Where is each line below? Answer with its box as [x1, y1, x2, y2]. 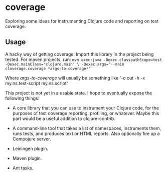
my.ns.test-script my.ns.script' [5, 80, 68, 86]
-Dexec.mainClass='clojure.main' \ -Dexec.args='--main [5, 61, 124, 66]
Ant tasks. [12, 164, 34, 171]
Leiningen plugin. [12, 145, 49, 151]
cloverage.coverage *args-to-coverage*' [5, 66, 91, 71]
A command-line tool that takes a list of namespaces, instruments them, [12, 125, 161, 131]
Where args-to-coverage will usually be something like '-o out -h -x [5, 74, 145, 81]
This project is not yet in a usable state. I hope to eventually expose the [5, 89, 152, 96]
